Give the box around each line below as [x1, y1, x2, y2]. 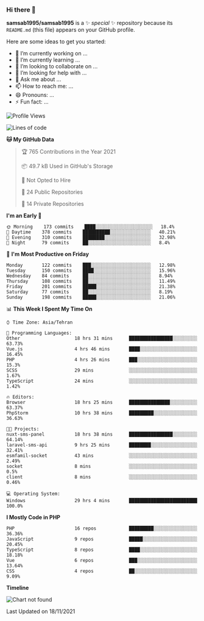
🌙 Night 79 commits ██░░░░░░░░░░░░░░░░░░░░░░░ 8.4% [6, 240, 171, 246]
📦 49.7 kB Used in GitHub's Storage [21, 163, 113, 170]
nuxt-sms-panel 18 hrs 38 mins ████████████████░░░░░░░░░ [6, 431, 198, 438]
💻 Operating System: [6, 491, 61, 497]
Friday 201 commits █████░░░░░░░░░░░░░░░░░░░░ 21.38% [6, 283, 175, 290]
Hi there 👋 [6, 5, 37, 14]
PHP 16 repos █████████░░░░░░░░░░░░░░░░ [6, 525, 198, 532]
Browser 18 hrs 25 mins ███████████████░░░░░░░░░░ [6, 399, 198, 406]
